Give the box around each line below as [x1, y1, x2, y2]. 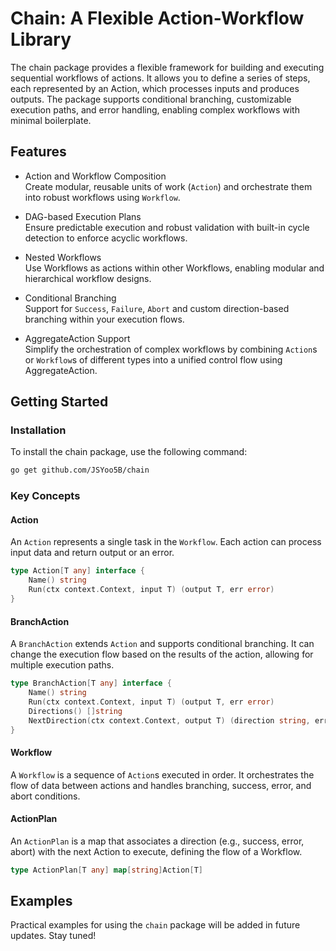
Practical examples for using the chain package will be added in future [10, 919, 301, 931]
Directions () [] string [28, 706, 123, 716]
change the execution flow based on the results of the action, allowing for [10, 648, 314, 661]
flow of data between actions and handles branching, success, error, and [10, 779, 312, 791]
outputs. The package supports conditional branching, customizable [10, 93, 292, 105]
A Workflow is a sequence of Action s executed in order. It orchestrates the [10, 768, 315, 781]
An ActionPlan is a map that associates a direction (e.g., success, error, [10, 835, 305, 847]
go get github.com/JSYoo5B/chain [10, 465, 150, 476]
